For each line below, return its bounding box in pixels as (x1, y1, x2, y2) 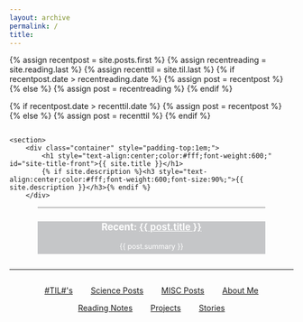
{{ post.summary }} (119, 241, 184, 251)
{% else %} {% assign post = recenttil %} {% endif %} (9, 110, 211, 122)
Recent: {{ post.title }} (101, 220, 202, 233)
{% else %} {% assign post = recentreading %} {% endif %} (9, 83, 233, 95)
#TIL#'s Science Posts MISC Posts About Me (44, 285, 259, 296)
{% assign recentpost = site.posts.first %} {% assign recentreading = (9, 55, 267, 66)
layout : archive (9, 13, 70, 23)
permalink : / (9, 22, 59, 31)
